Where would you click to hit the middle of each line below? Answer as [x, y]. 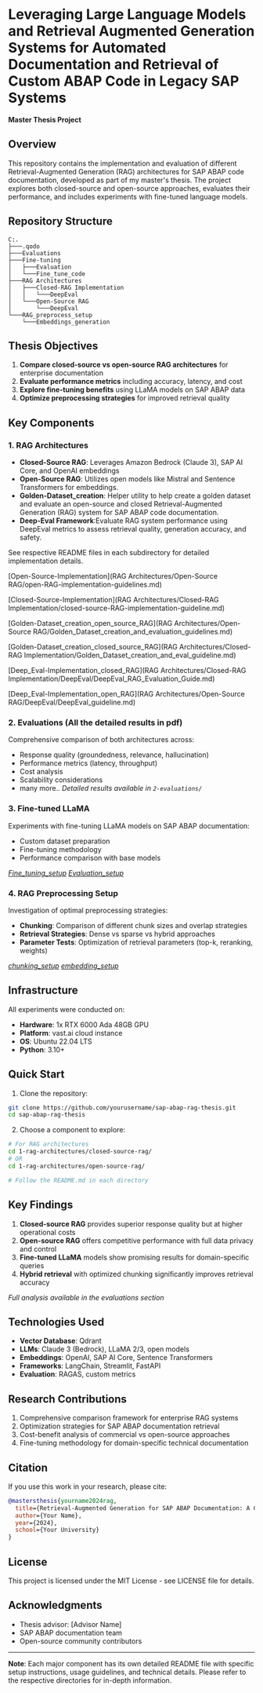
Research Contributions [68, 1399]
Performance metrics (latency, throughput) [88, 763]
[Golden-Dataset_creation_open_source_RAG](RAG [90, 623]
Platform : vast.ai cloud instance [71, 1033]
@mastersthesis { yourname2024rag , [63, 1501]
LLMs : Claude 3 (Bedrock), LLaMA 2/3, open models [104, 1349]
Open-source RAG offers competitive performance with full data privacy [137, 1240]
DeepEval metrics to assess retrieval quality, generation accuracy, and [133, 529]
